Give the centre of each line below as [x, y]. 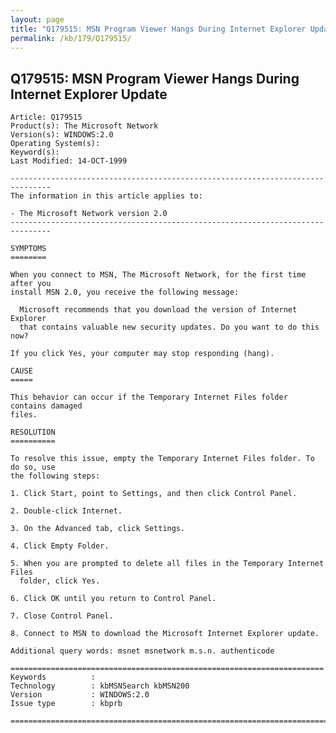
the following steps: [55, 476]
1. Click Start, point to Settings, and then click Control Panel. [154, 494]
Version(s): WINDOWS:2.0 [62, 135]
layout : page [37, 19]
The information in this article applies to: [106, 196]
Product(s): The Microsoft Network [84, 126]
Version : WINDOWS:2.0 [80, 695]
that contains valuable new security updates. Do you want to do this [169, 327]
